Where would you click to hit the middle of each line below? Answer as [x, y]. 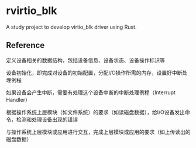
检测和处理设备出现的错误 [47, 119]
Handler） [18, 99]
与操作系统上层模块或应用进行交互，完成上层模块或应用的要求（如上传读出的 [98, 132]
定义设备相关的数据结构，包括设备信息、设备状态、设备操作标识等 [85, 60]
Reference [25, 45]
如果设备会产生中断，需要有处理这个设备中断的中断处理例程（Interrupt [91, 92]
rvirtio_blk [32, 11]
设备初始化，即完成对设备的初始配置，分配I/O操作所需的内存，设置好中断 [94, 73]
